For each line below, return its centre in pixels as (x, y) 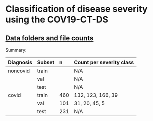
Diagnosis (20, 62)
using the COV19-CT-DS (57, 20)
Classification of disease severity (76, 9)
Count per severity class (104, 62)
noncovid (19, 71)
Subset (46, 62)
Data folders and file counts (49, 38)
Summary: (16, 50)
